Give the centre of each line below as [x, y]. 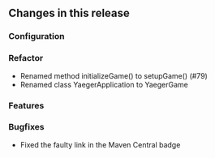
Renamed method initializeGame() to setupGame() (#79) [114, 75]
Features [26, 105]
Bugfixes [26, 127]
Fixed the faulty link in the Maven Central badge [100, 144]
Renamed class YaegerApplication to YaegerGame [104, 84]
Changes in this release [69, 13]
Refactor [26, 58]
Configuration [37, 36]
